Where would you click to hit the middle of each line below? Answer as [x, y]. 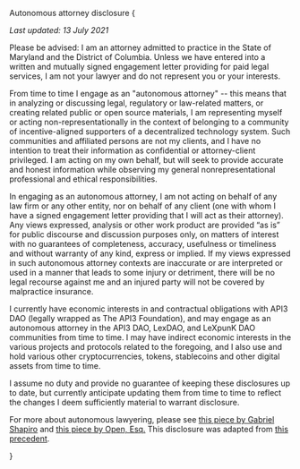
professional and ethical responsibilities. [84, 179]
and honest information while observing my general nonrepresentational [142, 170]
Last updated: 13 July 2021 [59, 30]
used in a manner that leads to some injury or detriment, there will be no [142, 273]
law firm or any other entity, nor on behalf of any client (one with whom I [142, 206]
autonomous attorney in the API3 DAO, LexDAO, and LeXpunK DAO [133, 328]
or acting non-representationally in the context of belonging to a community [149, 122]
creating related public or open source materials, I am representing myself [146, 112]
